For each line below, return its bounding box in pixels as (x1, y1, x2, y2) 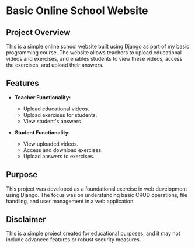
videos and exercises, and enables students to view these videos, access (6, 56, 183, 62)
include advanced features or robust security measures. (6, 236, 141, 243)
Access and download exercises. (23, 146, 103, 153)
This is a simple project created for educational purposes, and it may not (6, 230, 180, 237)
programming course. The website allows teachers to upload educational (6, 49, 182, 56)
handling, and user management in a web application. (6, 198, 135, 205)
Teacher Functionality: (14, 94, 71, 101)
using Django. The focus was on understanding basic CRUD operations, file (6, 191, 188, 198)
